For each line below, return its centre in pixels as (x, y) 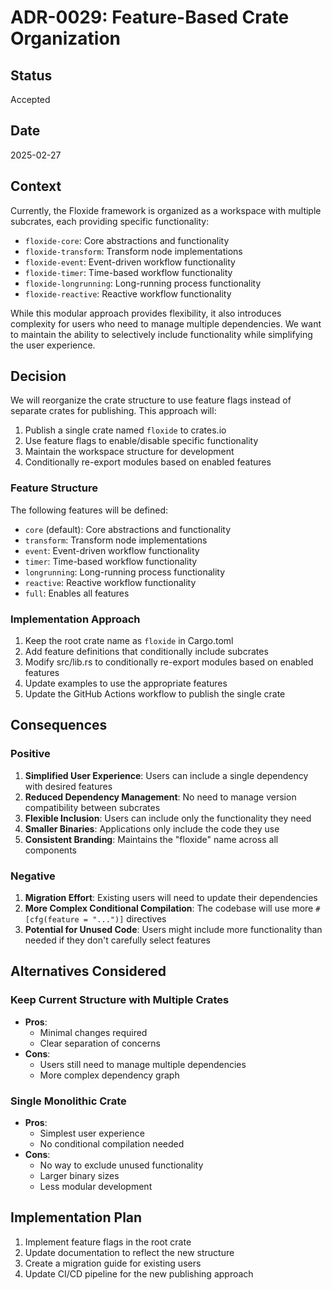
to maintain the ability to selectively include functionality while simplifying (161, 334)
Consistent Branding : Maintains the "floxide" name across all (151, 839)
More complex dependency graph (109, 1075)
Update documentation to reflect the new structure (129, 1252)
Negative (33, 876)
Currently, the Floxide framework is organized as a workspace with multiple (166, 210)
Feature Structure (54, 488)
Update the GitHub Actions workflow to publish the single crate (155, 694)
